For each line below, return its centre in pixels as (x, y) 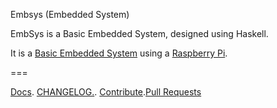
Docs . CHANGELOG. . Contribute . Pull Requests (106, 92)
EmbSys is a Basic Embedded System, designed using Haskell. (139, 33)
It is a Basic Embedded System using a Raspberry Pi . (119, 53)
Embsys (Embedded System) (70, 14)
